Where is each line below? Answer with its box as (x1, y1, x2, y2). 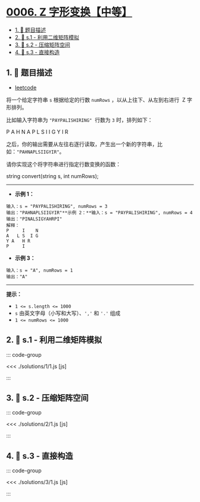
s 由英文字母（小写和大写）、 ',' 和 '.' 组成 (14, 309, 121, 316)
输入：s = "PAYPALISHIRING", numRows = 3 (6, 203, 108, 209)
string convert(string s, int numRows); (6, 172, 99, 179)
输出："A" (6, 273, 28, 280)
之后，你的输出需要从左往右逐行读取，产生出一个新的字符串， (6, 141, 158, 148)
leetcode (14, 84, 37, 91)
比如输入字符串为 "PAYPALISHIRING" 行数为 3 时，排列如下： (6, 116, 153, 123)
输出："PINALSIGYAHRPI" (6, 216, 62, 222)
